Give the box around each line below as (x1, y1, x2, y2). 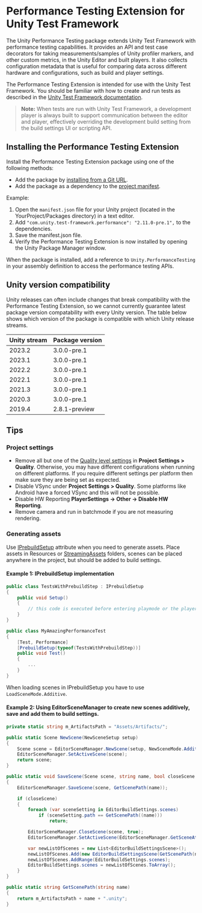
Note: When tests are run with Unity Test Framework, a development (20, 105, 191, 112)
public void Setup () (17, 595, 69, 601)
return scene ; (17, 757, 52, 763)
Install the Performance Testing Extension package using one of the (6, 158, 174, 165)
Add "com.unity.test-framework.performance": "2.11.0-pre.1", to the (14, 218, 191, 226)
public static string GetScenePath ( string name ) (6, 885, 130, 891)
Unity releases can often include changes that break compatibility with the (6, 295, 191, 303)
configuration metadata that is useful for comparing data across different (6, 62, 187, 70)
